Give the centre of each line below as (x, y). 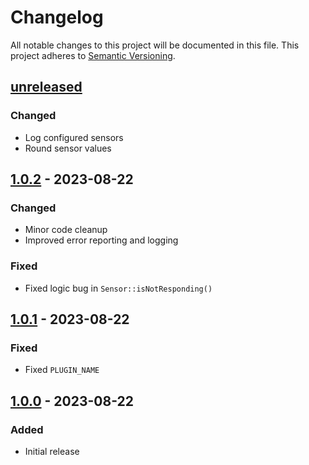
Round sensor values (68, 148)
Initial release (52, 451)
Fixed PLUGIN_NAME (62, 370)
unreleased (46, 87)
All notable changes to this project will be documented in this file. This (155, 45)
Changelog (57, 17)
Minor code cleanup (66, 230)
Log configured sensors (74, 137)
